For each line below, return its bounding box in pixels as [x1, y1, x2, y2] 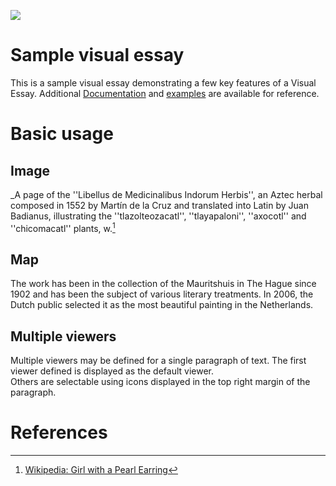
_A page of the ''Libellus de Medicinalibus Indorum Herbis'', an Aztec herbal [10, 188, 323, 200]
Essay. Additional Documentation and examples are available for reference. [10, 87, 320, 99]
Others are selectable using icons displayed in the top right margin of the [10, 376, 311, 388]
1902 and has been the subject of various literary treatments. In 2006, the [10, 288, 314, 300]
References [10, 421, 108, 444]
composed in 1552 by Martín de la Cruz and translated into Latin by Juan [10, 199, 309, 211]
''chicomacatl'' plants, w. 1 [10, 220, 116, 234]
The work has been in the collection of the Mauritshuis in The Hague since [10, 278, 317, 290]
